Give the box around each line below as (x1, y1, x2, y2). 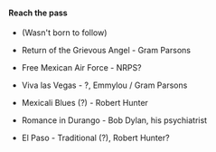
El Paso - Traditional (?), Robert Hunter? (21, 132, 170, 144)
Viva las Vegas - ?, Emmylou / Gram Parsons (21, 80, 188, 90)
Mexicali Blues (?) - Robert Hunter (21, 98, 148, 109)
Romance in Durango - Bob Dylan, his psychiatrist (21, 115, 208, 126)
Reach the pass (8, 7, 69, 18)
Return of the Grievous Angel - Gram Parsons (21, 45, 192, 56)
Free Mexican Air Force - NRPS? (21, 62, 142, 73)
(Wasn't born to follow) (21, 27, 108, 38)
